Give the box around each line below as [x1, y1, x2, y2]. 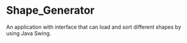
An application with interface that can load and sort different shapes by [6, 23, 181, 30]
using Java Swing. [6, 29, 51, 36]
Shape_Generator [6, 4, 95, 17]
